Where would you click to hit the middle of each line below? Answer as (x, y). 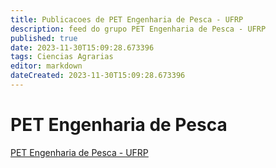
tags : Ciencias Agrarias (62, 57)
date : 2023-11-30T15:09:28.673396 (82, 47)
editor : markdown (46, 66)
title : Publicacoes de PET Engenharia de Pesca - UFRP (127, 19)
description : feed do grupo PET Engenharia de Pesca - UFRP (138, 29)
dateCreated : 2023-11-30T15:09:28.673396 (98, 76)
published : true (44, 38)
